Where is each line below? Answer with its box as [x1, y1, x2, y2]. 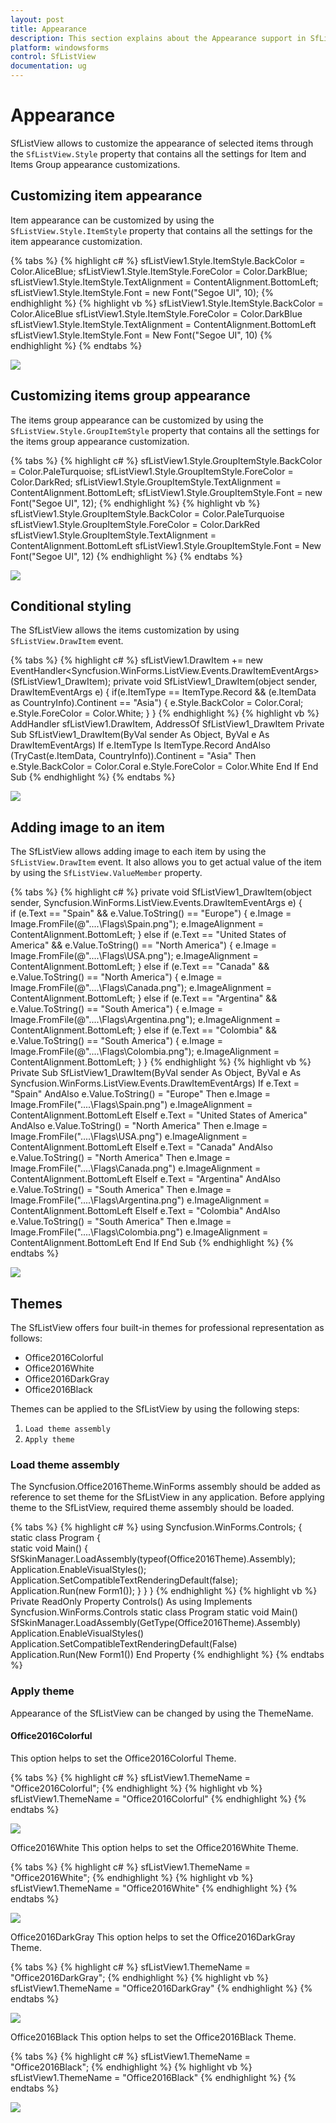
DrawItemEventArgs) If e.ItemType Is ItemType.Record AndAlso [10, 739, 271, 751]
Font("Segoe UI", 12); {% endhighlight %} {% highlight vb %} [10, 497, 261, 509]
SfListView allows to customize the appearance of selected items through [10, 137, 314, 149]
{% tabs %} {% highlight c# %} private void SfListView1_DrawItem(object [10, 886, 312, 898]
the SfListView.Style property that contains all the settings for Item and [10, 147, 307, 160]
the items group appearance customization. [10, 435, 190, 447]
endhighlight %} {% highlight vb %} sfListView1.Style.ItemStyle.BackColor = [10, 297, 324, 309]
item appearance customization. [10, 235, 143, 247]
